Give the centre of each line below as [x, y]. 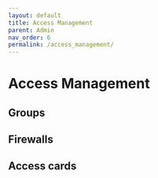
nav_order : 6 [29, 37]
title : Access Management [50, 23]
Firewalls [31, 140]
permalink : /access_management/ [61, 45]
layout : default [35, 15]
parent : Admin [31, 30]
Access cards [42, 166]
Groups [27, 112]
